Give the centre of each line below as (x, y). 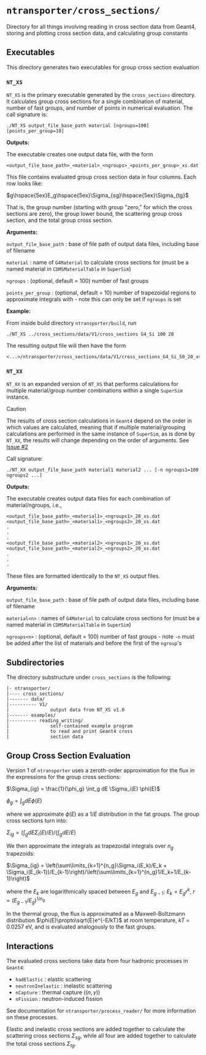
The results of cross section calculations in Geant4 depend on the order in (99, 421)
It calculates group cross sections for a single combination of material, (95, 102)
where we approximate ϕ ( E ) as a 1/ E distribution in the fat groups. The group (103, 814)
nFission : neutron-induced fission (59, 999)
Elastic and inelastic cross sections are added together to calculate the (96, 1029)
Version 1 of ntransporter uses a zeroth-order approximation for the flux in (101, 770)
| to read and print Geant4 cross (70, 732)
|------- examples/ (31, 715)
